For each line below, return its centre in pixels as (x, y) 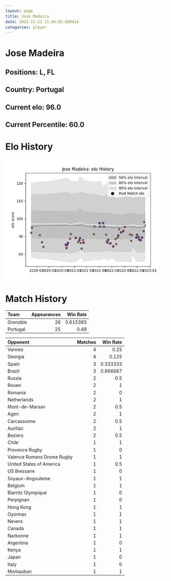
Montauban (19, 571)
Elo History (29, 147)
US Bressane (21, 471)
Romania (17, 392)
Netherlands (20, 399)
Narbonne (18, 536)
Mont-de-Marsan (27, 407)
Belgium (16, 485)
